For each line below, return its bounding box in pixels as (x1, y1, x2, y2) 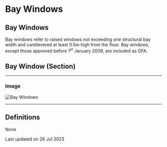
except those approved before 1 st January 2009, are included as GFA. (5, 47, 148, 54)
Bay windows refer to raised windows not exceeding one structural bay (5, 36, 151, 42)
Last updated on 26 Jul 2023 (5, 136, 65, 142)
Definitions (5, 113, 40, 122)
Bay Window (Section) (5, 62, 76, 71)
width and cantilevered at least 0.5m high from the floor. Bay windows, (5, 42, 150, 48)
